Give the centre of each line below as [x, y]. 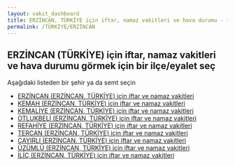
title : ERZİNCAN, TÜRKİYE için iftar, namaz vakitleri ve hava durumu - [115, 20]
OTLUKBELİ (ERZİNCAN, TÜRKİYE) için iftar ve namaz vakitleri [107, 119]
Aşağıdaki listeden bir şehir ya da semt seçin [72, 83]
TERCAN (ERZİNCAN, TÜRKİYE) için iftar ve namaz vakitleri [102, 133]
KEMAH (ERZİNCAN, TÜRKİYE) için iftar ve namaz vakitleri [101, 104]
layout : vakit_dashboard [43, 14]
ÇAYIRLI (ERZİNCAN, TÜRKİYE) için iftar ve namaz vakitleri [102, 141]
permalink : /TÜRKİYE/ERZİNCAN [51, 27]
